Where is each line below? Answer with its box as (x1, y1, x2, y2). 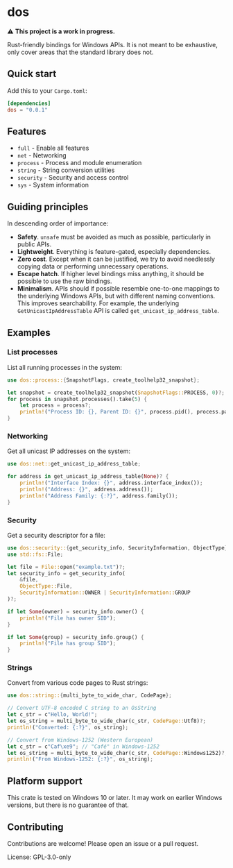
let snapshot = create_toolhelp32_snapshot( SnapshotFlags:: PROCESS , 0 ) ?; (7, 389, 225, 396)
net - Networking (17, 151, 67, 160)
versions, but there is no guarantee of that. (7, 801, 130, 809)
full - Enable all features (17, 144, 89, 153)
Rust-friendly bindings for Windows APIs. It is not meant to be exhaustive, (7, 40, 218, 49)
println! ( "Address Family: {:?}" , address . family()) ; (19, 492, 178, 500)
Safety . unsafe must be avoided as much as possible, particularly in (17, 233, 212, 241)
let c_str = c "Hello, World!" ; (7, 711, 98, 718)
